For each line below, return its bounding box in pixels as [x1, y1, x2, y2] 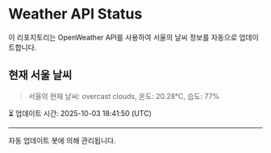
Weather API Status [8, 5, 143, 23]
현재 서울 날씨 [8, 68, 73, 82]
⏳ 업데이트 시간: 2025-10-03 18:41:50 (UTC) [8, 108, 152, 118]
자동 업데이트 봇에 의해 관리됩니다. [8, 135, 116, 145]
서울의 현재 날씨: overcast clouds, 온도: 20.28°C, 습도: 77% [27, 91, 220, 101]
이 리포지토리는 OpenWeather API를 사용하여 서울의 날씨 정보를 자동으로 [8, 32, 238, 42]
